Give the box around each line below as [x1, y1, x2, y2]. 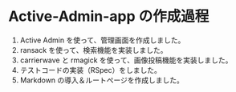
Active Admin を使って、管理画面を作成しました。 [19, 35, 185, 45]
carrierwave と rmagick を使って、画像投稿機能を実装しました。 [19, 55, 233, 65]
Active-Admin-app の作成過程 [8, 7, 210, 26]
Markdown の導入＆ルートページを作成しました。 [19, 75, 185, 85]
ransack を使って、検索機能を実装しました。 [19, 45, 168, 54]
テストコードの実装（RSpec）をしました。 [19, 65, 162, 74]
